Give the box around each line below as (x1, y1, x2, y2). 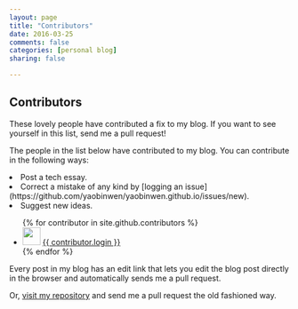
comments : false (9, 37, 69, 47)
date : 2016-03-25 (9, 29, 74, 38)
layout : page (9, 12, 58, 22)
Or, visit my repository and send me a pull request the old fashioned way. (9, 289, 278, 300)
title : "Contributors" (9, 21, 93, 30)
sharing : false (9, 54, 66, 63)
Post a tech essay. (20, 171, 87, 182)
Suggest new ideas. (20, 200, 93, 210)
